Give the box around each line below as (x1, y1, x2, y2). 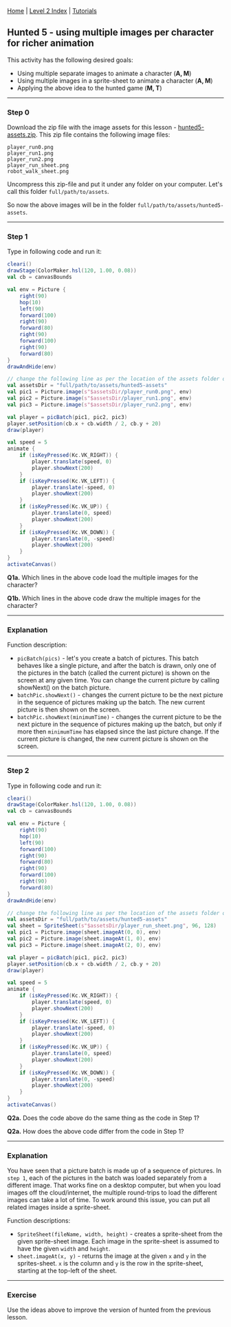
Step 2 (7, 766, 30, 776)
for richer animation (7, 37, 94, 49)
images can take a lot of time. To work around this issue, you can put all (7, 1196, 210, 1204)
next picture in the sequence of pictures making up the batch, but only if (16, 720, 222, 729)
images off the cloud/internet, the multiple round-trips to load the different (7, 1188, 218, 1197)
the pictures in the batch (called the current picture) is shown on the (16, 669, 210, 677)
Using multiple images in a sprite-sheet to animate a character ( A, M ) (16, 76, 213, 85)
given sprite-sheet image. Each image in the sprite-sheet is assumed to (16, 1237, 220, 1246)
